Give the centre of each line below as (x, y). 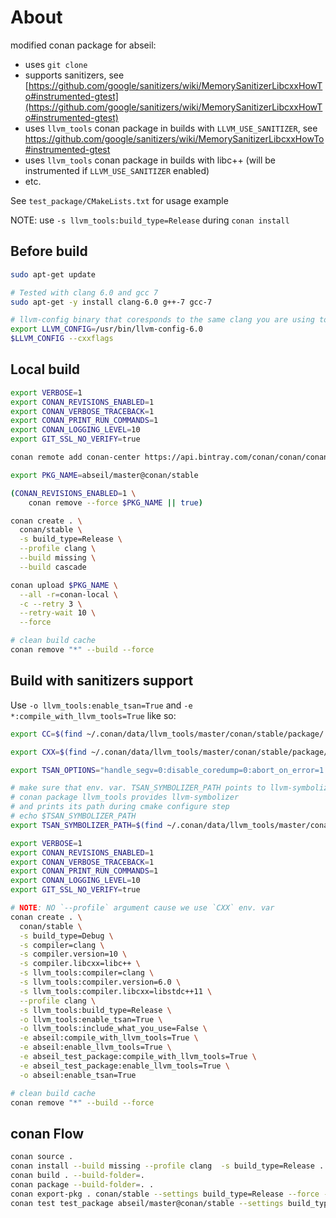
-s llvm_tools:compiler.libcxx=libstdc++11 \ (116, 991)
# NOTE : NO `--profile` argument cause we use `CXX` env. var (142, 908)
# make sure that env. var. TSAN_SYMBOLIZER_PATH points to (138, 788)
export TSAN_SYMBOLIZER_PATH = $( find (86, 825)
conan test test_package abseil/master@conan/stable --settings (147, 1203)
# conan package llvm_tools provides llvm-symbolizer (125, 797)
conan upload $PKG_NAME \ (64, 585)
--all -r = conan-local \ (68, 594)
